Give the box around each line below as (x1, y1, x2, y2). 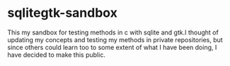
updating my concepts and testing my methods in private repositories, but (7, 35, 223, 44)
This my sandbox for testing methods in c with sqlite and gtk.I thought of (7, 28, 219, 37)
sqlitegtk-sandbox (7, 5, 118, 21)
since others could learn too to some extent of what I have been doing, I (7, 43, 217, 51)
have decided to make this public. (7, 51, 106, 59)
